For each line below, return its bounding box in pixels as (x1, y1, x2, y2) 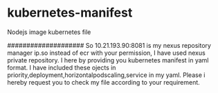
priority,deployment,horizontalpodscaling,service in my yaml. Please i (7, 71, 206, 79)
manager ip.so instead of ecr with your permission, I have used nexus (7, 49, 206, 57)
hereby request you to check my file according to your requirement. (7, 78, 201, 86)
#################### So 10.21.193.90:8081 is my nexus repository (7, 41, 211, 49)
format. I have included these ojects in (7, 63, 116, 71)
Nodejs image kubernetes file (7, 28, 91, 36)
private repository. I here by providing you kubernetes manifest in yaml (7, 56, 209, 64)
